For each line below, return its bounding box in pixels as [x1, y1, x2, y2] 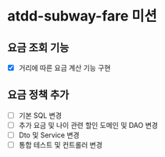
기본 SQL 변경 [18, 111, 62, 120]
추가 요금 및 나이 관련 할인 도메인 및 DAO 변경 [18, 120, 158, 130]
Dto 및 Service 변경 [18, 130, 80, 140]
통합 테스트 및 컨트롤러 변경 [18, 141, 103, 150]
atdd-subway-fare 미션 [7, 7, 157, 25]
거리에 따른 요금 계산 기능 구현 [18, 64, 111, 72]
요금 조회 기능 [7, 41, 70, 54]
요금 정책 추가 [7, 88, 70, 102]
